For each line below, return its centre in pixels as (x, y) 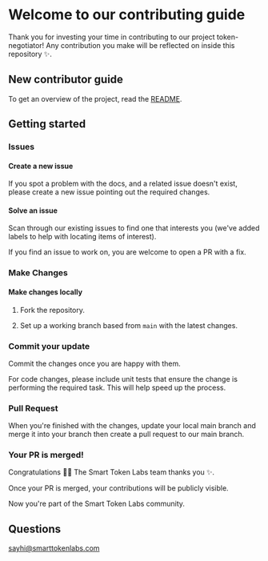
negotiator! (26, 45)
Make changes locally (45, 292)
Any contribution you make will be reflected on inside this (140, 45)
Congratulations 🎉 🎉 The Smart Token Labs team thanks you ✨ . (111, 472)
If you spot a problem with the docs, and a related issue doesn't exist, (123, 184)
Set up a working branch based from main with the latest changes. (129, 325)
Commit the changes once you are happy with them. (95, 363)
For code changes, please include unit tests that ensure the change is (123, 379)
